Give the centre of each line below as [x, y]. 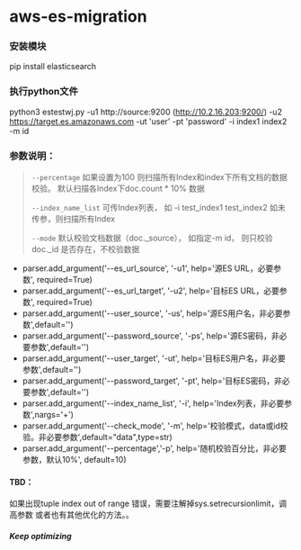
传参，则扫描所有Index [73, 219]
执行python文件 [44, 92]
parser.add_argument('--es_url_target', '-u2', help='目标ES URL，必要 [151, 291]
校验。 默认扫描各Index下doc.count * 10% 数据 [118, 189]
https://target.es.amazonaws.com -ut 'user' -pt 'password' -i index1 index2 [148, 121]
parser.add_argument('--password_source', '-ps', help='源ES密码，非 [151, 336]
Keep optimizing [40, 536]
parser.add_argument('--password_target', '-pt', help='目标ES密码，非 [152, 381]
